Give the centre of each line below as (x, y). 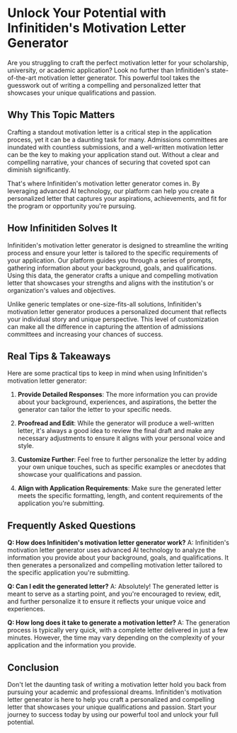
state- (220, 70)
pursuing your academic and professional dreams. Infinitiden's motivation (115, 692)
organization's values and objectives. (62, 290)
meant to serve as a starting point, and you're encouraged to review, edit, (114, 594)
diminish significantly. (39, 169)
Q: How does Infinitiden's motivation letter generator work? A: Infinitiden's (118, 543)
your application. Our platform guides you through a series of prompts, (110, 260)
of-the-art (22, 77)
